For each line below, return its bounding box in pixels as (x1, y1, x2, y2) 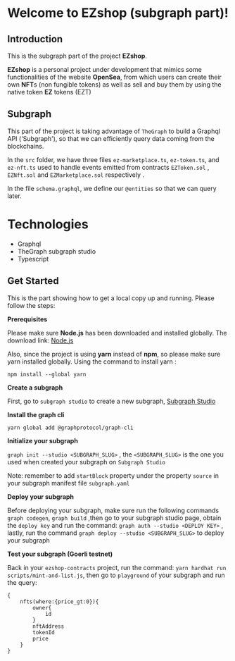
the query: (7, 578, 37, 586)
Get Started (7, 275, 59, 287)
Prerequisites (7, 315, 48, 323)
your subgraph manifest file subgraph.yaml (7, 478, 130, 487)
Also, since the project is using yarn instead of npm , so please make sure (7, 350, 221, 358)
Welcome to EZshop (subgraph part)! (7, 5, 229, 21)
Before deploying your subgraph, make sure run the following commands (7, 506, 220, 514)
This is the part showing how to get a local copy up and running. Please (7, 294, 215, 302)
